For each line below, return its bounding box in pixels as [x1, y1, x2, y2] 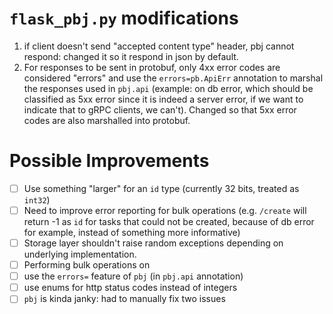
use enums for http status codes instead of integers [23, 282, 238, 294]
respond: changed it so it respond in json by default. [23, 50, 239, 62]
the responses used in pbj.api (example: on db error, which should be [23, 82, 314, 94]
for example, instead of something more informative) [23, 227, 241, 238]
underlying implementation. [23, 248, 137, 261]
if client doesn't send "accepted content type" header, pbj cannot [23, 40, 295, 52]
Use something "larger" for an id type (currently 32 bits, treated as [23, 182, 300, 194]
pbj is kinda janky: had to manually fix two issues [23, 293, 226, 305]
